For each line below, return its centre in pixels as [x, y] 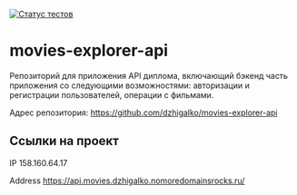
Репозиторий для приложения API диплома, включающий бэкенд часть [149, 75]
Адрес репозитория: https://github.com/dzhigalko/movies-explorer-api [144, 112]
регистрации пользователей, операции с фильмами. [112, 94]
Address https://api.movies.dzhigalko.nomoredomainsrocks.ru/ [127, 180]
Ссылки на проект [64, 141]
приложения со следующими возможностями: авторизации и [129, 85]
